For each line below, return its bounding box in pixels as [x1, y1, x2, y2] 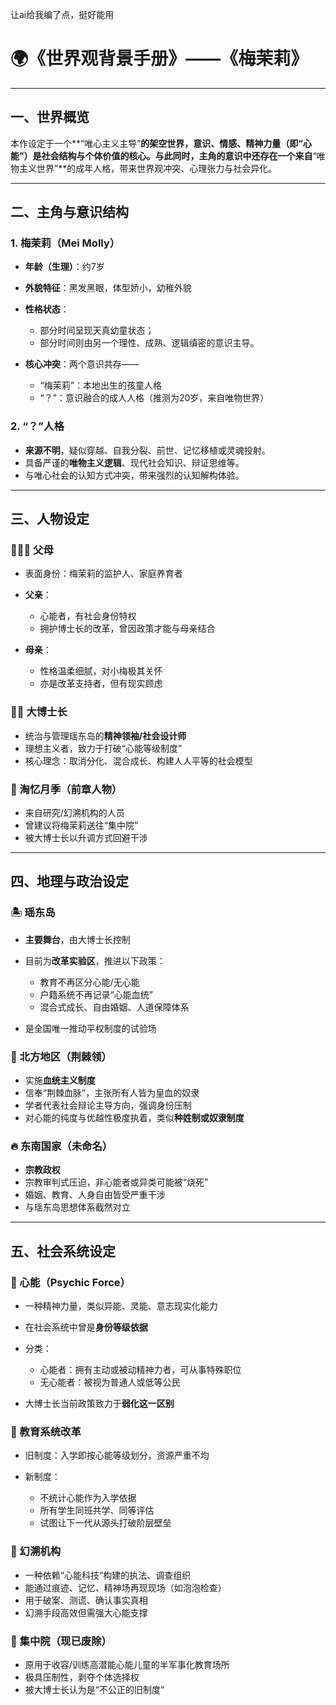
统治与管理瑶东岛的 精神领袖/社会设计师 [24, 729, 187, 742]
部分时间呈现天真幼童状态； [39, 324, 155, 337]
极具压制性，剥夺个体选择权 [24, 1671, 140, 1683]
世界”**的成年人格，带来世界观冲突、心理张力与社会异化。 [36, 162, 278, 174]
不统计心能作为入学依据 [39, 1492, 137, 1504]
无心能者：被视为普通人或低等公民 [39, 1376, 181, 1388]
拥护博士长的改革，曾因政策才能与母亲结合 [39, 623, 216, 635]
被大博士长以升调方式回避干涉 [24, 832, 148, 844]
